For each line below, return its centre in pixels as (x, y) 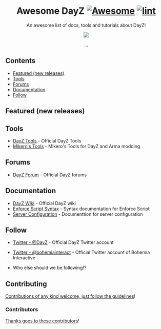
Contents (21, 61)
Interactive (24, 258)
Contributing (26, 284)
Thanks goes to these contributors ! (42, 321)
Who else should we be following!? (49, 268)
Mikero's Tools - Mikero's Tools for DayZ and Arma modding (76, 146)
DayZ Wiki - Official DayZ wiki (44, 203)
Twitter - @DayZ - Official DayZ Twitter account (63, 242)
